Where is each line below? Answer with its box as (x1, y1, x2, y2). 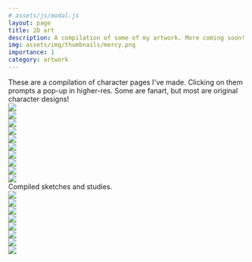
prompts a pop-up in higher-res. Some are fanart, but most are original (8, 85, 239, 95)
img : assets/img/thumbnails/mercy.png (8, 41, 136, 49)
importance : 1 (8, 48, 55, 56)
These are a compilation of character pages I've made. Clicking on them (8, 77, 243, 87)
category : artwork (8, 56, 69, 64)
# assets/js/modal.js (8, 11, 80, 20)
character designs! (8, 94, 70, 104)
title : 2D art (8, 26, 55, 34)
